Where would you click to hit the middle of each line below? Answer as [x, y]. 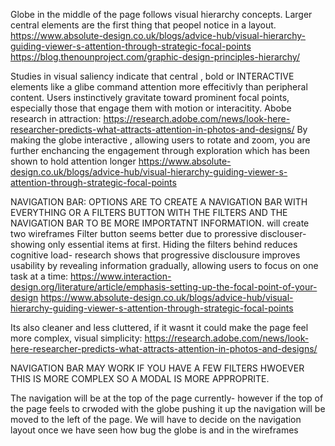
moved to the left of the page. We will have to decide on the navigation [156, 419]
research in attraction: [56, 118]
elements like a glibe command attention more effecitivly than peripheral [159, 87]
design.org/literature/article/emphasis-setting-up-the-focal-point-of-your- [164, 287]
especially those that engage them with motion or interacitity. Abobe [151, 108]
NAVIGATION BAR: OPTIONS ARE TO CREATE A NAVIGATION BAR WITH [159, 202]
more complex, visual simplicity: [76, 338]
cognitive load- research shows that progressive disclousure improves [155, 255]
